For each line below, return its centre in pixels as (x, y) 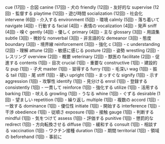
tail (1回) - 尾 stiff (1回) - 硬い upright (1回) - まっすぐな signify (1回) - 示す (84, 75)
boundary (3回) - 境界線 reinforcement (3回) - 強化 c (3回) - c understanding (82, 44)
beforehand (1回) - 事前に (36, 137)
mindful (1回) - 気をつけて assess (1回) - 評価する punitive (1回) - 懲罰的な (79, 118)
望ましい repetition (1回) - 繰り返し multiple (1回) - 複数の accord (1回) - (87, 100)
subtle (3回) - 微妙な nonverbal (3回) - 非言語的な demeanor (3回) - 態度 (78, 38)
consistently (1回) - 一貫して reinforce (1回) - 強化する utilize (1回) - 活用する (82, 87)
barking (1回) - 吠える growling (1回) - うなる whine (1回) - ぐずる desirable (81, 93)
